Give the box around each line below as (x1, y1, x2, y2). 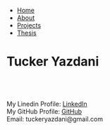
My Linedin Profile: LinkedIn (6, 99, 87, 108)
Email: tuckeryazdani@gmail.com (6, 114, 104, 123)
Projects (16, 21, 42, 29)
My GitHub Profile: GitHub (6, 107, 82, 116)
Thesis (16, 28, 37, 37)
